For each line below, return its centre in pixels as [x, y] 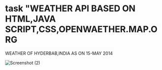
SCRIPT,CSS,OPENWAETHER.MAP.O [81, 29]
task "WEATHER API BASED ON [70, 9]
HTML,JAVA [30, 19]
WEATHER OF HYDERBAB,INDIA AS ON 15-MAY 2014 [59, 53]
